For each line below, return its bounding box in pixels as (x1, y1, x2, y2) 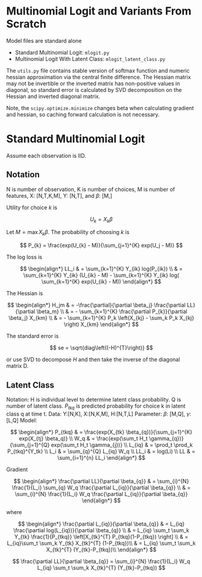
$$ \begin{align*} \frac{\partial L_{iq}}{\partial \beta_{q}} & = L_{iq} (17, 520, 185, 527)
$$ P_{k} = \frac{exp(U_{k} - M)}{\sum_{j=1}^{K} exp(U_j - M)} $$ (20, 242, 183, 249)
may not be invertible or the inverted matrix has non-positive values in (6, 80, 180, 87)
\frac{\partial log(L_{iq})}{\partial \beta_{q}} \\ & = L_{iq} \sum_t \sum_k (13, 526, 190, 533)
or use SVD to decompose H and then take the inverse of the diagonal (6, 356, 180, 363)
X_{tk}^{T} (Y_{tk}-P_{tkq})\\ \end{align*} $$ (46, 546, 157, 553)
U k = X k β (90, 215, 113, 224)
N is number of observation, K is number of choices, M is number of (6, 186, 175, 193)
